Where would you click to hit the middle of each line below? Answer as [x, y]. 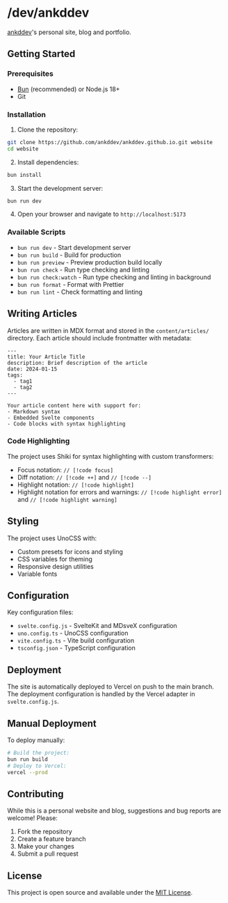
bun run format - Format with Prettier [71, 284]
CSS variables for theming [55, 559]
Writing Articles [42, 314]
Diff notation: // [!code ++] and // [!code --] [84, 477]
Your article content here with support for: [74, 405]
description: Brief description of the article [78, 363]
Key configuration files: [40, 612]
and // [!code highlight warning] [67, 499]
